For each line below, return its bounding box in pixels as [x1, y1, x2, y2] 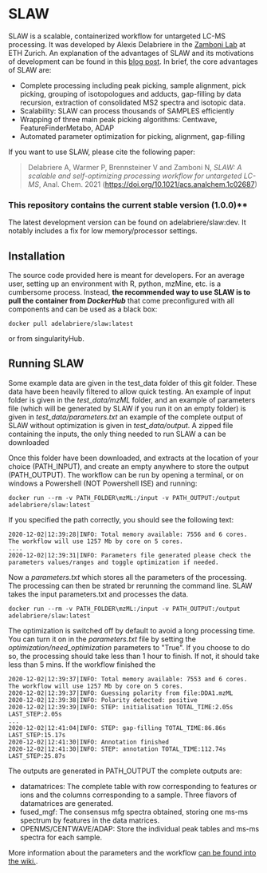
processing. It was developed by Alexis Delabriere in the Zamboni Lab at [8, 39, 245, 49]
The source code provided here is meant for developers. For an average [8, 271, 245, 280]
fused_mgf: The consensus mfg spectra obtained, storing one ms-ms [19, 807, 249, 816]
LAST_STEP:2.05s [8, 710, 62, 718]
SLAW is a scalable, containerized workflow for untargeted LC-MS [8, 31, 226, 41]
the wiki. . [8, 856, 38, 866]
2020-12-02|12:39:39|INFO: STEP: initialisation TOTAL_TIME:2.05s [8, 703, 234, 711]
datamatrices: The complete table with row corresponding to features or [19, 781, 257, 791]
